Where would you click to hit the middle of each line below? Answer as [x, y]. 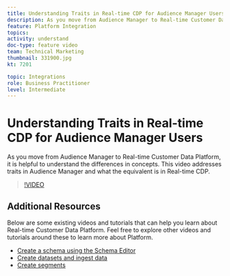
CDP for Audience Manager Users [105, 138]
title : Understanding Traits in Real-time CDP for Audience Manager [107, 13]
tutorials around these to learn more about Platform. [80, 237]
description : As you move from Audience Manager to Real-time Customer [111, 20]
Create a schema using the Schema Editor [76, 250]
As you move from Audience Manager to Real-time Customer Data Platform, [114, 157]
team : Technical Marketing [46, 52]
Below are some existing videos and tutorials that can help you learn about [112, 223]
